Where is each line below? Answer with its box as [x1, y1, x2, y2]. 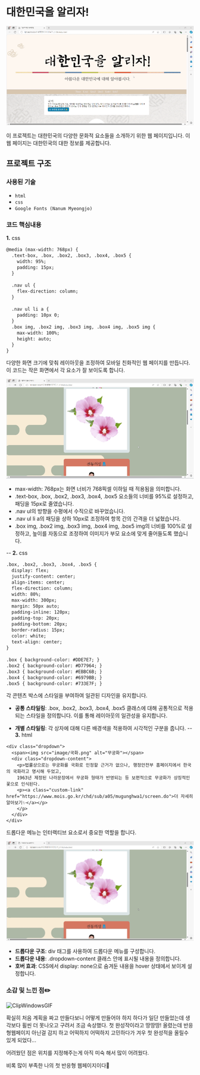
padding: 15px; [17, 264, 55, 270]
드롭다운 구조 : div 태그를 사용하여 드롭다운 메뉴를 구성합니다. [14, 948, 156, 955]
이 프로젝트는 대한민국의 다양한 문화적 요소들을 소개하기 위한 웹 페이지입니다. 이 [6, 132, 190, 139]
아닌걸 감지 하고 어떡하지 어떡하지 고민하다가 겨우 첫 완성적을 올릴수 [32, 1029, 189, 1036]
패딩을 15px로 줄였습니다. [14, 500, 74, 507]
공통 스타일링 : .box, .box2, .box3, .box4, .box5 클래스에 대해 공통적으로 [14, 705, 183, 712]
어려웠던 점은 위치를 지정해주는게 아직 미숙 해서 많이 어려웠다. [6, 1049, 149, 1057]
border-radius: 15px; [11, 627, 65, 633]
